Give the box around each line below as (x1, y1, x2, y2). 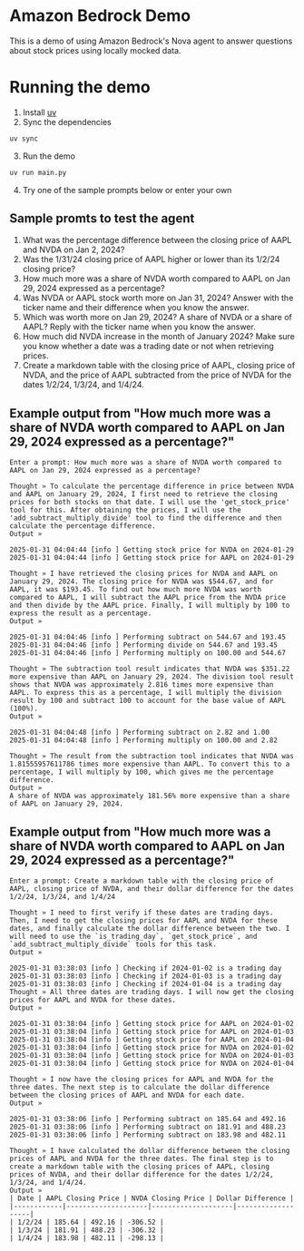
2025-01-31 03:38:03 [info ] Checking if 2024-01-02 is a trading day (9, 963, 282, 973)
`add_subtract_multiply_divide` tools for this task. (9, 940, 218, 949)
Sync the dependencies (22, 116, 112, 127)
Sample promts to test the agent (9, 210, 195, 227)
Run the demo (22, 151, 75, 161)
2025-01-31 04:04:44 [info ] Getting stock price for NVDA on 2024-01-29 (9, 545, 295, 554)
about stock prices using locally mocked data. (9, 44, 181, 55)
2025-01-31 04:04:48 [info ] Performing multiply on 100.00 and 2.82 (9, 736, 279, 745)
